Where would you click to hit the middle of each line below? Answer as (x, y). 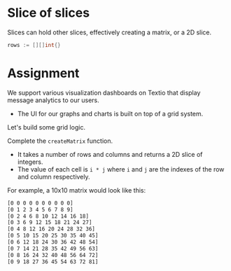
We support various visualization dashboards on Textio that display (104, 92)
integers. (30, 162)
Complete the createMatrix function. (60, 141)
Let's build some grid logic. (47, 127)
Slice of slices (48, 13)
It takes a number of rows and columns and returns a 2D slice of (110, 154)
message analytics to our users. (53, 100)
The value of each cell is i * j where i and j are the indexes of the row (121, 169)
